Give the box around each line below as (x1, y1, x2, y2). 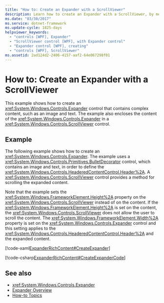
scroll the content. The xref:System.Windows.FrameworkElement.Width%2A (5, 215, 159, 221)
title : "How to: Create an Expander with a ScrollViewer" (5, 7, 125, 12)
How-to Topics (12, 292, 42, 298)
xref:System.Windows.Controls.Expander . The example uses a (5, 154, 130, 160)
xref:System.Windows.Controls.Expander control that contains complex (5, 106, 149, 112)
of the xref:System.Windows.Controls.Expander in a (5, 116, 109, 122)
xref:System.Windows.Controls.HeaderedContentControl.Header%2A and (5, 231, 154, 236)
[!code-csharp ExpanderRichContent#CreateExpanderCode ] (5, 255, 126, 261)
